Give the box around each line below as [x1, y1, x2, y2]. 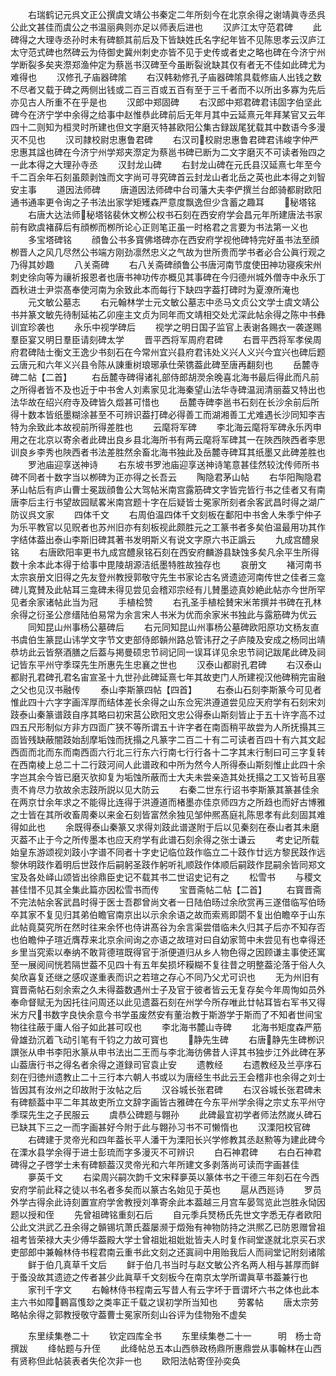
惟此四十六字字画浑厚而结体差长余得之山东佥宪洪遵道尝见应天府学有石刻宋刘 [10, 696, 326, 708]
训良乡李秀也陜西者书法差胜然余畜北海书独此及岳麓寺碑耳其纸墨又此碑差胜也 [10, 446, 326, 458]
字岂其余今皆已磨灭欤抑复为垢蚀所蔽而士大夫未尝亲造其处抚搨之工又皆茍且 [10, 771, 317, 783]
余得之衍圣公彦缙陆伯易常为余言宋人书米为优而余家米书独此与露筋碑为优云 [10, 609, 317, 620]
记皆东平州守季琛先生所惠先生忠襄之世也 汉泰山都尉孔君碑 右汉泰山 [10, 659, 322, 670]
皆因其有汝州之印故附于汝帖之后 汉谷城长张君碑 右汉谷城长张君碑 [10, 1084, 313, 1095]
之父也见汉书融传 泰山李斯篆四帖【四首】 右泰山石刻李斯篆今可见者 [10, 684, 322, 695]
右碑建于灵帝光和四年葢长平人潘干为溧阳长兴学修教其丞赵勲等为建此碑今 [27, 1134, 326, 1145]
